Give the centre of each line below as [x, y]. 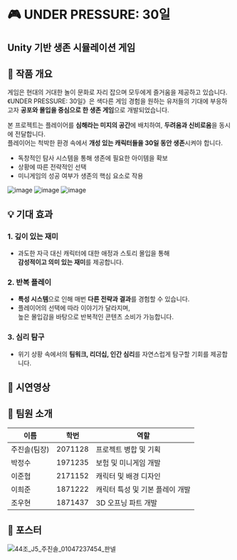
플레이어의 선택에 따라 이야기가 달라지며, [74, 308]
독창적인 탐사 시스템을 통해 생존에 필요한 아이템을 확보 [93, 158]
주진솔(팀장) [30, 449]
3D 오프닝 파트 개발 [127, 502]
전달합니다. [30, 134]
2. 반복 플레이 [30, 282]
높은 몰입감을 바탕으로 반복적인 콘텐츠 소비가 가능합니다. [96, 317]
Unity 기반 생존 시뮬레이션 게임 [72, 47]
